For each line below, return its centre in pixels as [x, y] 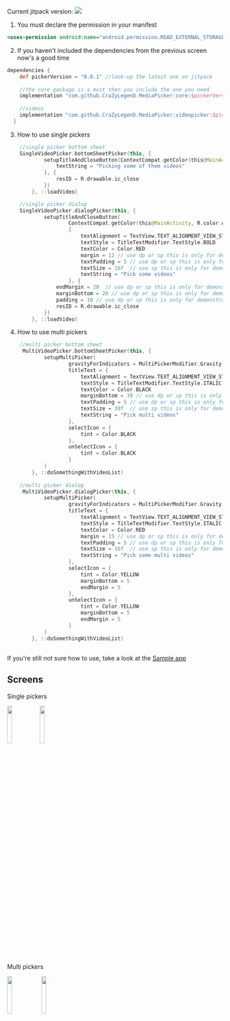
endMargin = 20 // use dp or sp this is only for [130, 287]
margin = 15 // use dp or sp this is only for [148, 536]
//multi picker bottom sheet [61, 345]
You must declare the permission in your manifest [87, 25]
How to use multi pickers [52, 332]
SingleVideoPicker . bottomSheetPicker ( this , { [86, 153]
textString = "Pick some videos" [128, 275]
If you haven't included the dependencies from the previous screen [112, 50]
